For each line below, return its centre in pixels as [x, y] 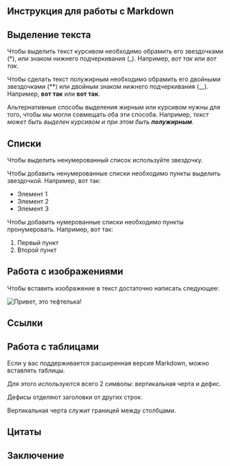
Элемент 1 [32, 194]
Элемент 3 [33, 209]
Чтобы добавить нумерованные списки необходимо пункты [95, 222]
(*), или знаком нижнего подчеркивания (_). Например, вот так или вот [112, 59]
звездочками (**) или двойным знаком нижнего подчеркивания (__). [108, 87]
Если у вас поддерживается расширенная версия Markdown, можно [108, 363]
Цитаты [24, 432]
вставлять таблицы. [36, 370]
